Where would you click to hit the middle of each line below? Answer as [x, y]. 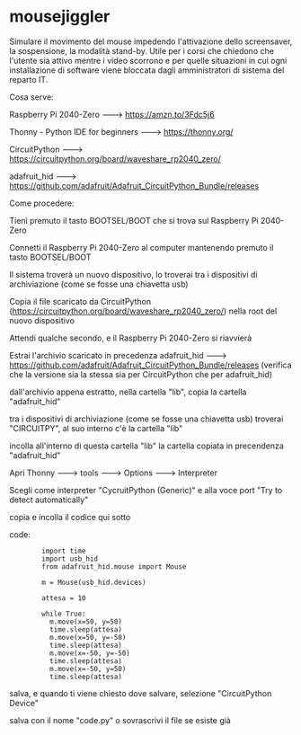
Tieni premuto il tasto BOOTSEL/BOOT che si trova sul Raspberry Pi [134, 220]
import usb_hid [70, 559]
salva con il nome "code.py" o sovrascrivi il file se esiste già [120, 720]
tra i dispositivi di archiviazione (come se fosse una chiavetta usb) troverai [146, 419]
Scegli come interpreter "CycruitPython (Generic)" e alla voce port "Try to [146, 490]
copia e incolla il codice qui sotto [70, 517]
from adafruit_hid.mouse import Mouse [114, 567]
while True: [64, 614]
